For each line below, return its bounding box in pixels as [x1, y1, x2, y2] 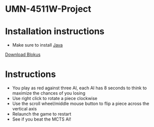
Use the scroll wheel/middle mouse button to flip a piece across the [12, 101, 150, 106]
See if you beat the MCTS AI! [12, 116, 71, 122]
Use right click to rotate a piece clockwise [12, 96, 97, 102]
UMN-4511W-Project [5, 3, 92, 15]
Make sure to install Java [12, 42, 63, 48]
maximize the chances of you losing [12, 90, 86, 96]
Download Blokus [5, 51, 41, 57]
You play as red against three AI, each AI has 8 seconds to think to [12, 85, 147, 91]
